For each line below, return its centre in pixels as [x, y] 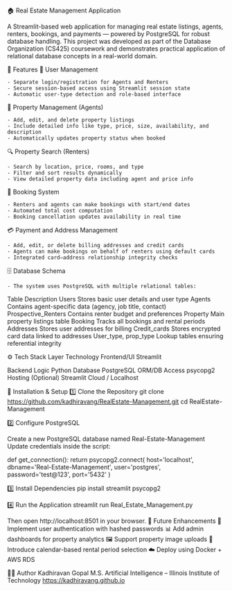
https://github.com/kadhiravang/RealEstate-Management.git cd [98, 401]
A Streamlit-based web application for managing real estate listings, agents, [115, 26]
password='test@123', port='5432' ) [59, 474]
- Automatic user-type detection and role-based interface [94, 94]
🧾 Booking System [34, 192]
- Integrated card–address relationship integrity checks [92, 258]
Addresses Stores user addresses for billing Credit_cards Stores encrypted [114, 328]
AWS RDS [21, 559]
